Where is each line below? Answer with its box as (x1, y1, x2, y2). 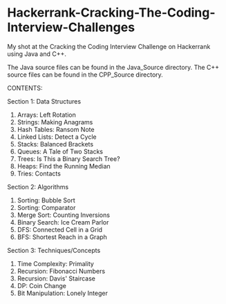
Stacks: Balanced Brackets (17, 140, 94, 148)
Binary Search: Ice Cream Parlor (17, 218, 109, 226)
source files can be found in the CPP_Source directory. (7, 70, 164, 79)
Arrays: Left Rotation (17, 111, 76, 119)
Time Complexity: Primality (17, 259, 95, 267)
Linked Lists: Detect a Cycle (17, 133, 97, 141)
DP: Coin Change (17, 281, 67, 289)
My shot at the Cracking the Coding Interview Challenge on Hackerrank (7, 42, 211, 50)
